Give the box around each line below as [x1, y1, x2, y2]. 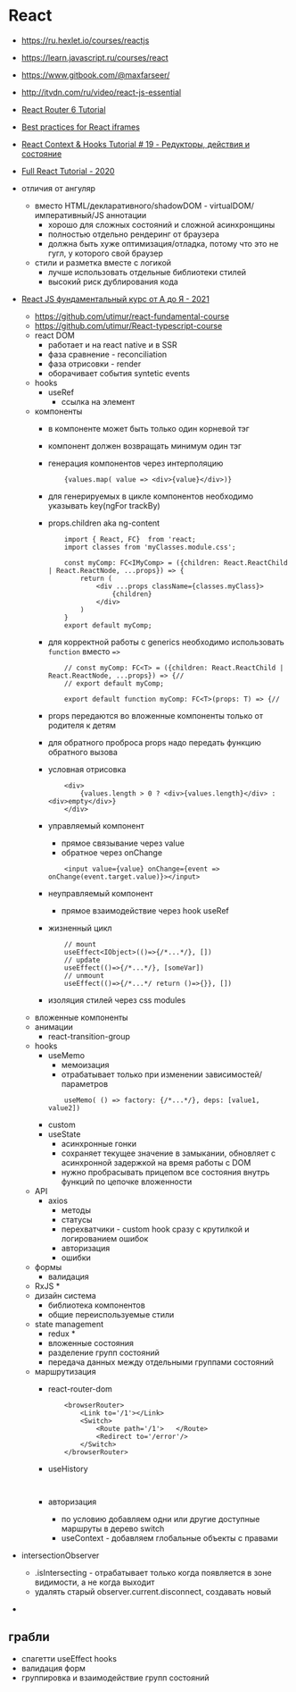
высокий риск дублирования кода [47, 276, 179, 287]
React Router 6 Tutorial [21, 104, 106, 114]
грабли [8, 1629, 50, 1645]
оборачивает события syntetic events [47, 367, 191, 378]
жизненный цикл [47, 922, 112, 933]
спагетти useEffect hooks [21, 1653, 118, 1663]
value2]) [47, 1103, 81, 1113]
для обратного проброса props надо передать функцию [47, 737, 262, 747]
